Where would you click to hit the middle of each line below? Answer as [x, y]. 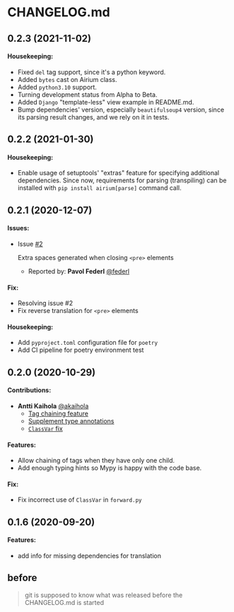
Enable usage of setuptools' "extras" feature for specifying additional [118, 173]
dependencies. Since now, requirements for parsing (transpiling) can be [122, 180]
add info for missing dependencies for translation [89, 555]
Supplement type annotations [71, 420]
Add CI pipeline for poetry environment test [81, 350]
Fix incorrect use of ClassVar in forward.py [80, 500]
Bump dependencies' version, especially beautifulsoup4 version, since [121, 110]
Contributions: [29, 390]
